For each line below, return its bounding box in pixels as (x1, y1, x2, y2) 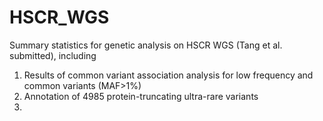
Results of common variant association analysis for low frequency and (23, 69, 314, 81)
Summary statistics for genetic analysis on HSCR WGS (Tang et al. (9, 39, 283, 51)
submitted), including (9, 49, 97, 61)
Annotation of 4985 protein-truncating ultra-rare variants (23, 90, 259, 102)
